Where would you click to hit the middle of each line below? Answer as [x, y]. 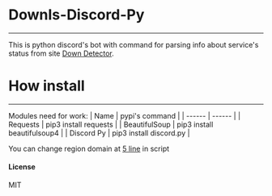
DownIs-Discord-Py [76, 15]
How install [47, 86]
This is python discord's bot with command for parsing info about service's [134, 44]
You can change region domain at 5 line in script [89, 148]
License [22, 167]
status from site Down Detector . [62, 53]
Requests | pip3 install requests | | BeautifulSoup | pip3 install [111, 124]
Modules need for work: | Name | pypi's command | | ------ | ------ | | [125, 115]
